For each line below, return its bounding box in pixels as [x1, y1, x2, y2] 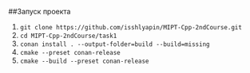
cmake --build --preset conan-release [19, 57, 149, 65]
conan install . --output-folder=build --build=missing [19, 40, 210, 48]
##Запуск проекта [8, 7, 71, 16]
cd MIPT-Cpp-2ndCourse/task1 [19, 32, 117, 40]
